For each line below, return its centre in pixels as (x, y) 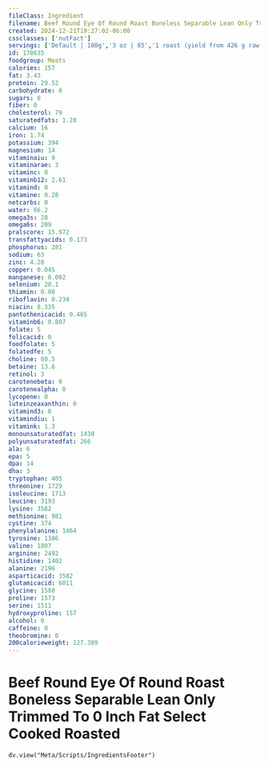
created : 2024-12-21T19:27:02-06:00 (69, 31)
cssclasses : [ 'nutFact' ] (50, 38)
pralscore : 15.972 (39, 233)
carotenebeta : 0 (35, 381)
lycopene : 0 (28, 397)
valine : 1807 (30, 546)
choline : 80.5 (32, 359)
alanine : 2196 (32, 568)
